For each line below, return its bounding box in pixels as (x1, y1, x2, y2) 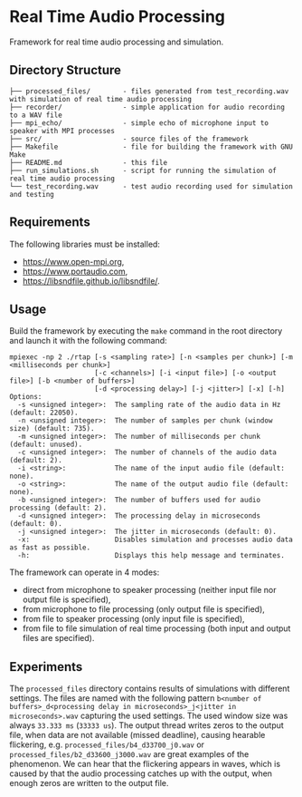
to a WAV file (9, 111, 63, 120)
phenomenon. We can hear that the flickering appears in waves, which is (9, 759, 281, 770)
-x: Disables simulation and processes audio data (17, 535, 294, 545)
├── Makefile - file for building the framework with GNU (9, 142, 294, 151)
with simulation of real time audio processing (9, 94, 193, 103)
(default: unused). (9, 440, 83, 450)
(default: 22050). (9, 408, 79, 418)
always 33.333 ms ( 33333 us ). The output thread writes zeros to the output (9, 720, 285, 731)
